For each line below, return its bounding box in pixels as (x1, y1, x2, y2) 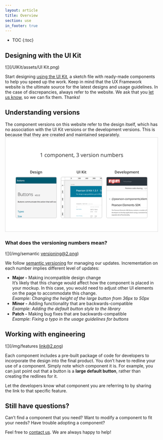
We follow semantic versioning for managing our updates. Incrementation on (5, 260, 158, 266)
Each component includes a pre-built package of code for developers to (5, 352, 149, 358)
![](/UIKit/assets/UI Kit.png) (5, 64, 60, 70)
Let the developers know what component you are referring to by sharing (5, 383, 151, 388)
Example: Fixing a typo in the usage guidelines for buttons (12, 316, 129, 322)
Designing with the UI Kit (5, 51, 81, 59)
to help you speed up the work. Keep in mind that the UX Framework (5, 79, 142, 85)
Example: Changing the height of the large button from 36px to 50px (12, 295, 149, 301)
